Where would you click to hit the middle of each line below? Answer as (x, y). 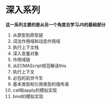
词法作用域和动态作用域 (36, 41)
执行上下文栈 (26, 47)
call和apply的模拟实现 (35, 90)
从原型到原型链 (28, 35)
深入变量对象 (26, 53)
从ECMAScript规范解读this (40, 65)
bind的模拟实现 (28, 96)
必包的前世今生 (28, 78)
